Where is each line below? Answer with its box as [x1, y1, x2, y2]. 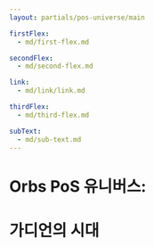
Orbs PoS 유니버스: [9, 176, 147, 196]
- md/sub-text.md [17, 135, 82, 144]
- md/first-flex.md [17, 37, 90, 46]
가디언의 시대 [9, 220, 100, 241]
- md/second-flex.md [17, 62, 93, 71]
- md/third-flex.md [17, 111, 90, 119]
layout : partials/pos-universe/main [9, 12, 145, 22]
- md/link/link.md [17, 86, 86, 95]
